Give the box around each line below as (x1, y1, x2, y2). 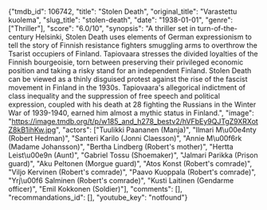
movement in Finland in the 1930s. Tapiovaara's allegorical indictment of (8, 83, 245, 92)
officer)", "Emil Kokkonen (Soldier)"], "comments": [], (8, 185, 183, 193)
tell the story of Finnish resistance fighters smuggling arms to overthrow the (8, 41, 257, 50)
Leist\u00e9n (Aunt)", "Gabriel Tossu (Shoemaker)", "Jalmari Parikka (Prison (8, 150, 258, 160)
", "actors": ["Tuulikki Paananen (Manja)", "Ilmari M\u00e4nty (55, 125, 257, 134)
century (8, 32, 34, 41)
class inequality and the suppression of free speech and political (8, 91, 221, 100)
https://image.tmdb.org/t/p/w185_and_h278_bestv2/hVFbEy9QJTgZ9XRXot (11, 117, 259, 126)
